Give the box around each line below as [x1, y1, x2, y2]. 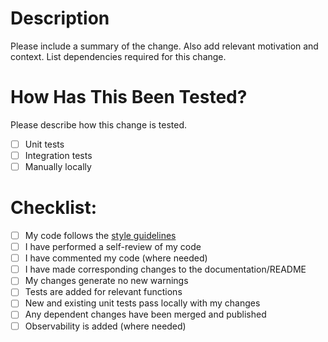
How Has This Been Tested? [10, 86, 248, 109]
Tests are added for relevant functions [24, 286, 183, 298]
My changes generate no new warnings [24, 275, 189, 287]
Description [10, 7, 110, 30]
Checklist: [10, 197, 98, 219]
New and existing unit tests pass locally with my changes [24, 297, 261, 309]
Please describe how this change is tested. [10, 118, 187, 131]
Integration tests [24, 149, 93, 161]
